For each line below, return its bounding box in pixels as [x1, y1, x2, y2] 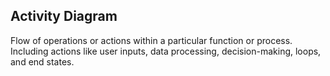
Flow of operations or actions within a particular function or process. [10, 34, 293, 46]
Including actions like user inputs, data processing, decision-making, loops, [10, 45, 322, 57]
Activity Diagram [10, 8, 118, 25]
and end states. [10, 55, 75, 68]
